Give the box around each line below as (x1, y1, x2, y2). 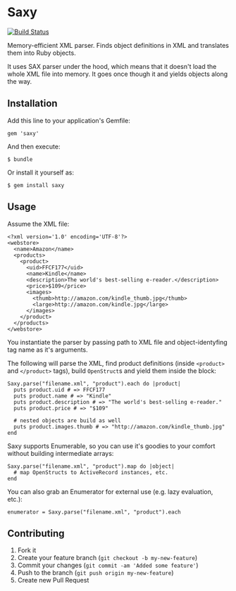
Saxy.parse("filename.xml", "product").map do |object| (7, 462, 175, 470)
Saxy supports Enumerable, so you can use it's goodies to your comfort (7, 441, 216, 450)
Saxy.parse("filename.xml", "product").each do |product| (7, 380, 181, 387)
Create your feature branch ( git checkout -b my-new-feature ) (17, 554, 198, 562)
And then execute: (7, 142, 61, 151)
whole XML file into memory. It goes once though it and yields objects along (7, 70, 228, 78)
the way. (7, 77, 32, 85)
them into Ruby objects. (7, 49, 76, 57)
